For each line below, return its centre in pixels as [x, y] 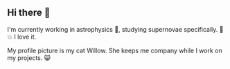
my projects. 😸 [29, 58]
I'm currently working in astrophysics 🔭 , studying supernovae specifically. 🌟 [115, 29]
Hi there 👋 [29, 13]
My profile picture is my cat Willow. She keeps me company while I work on [115, 50]
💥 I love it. [22, 37]
